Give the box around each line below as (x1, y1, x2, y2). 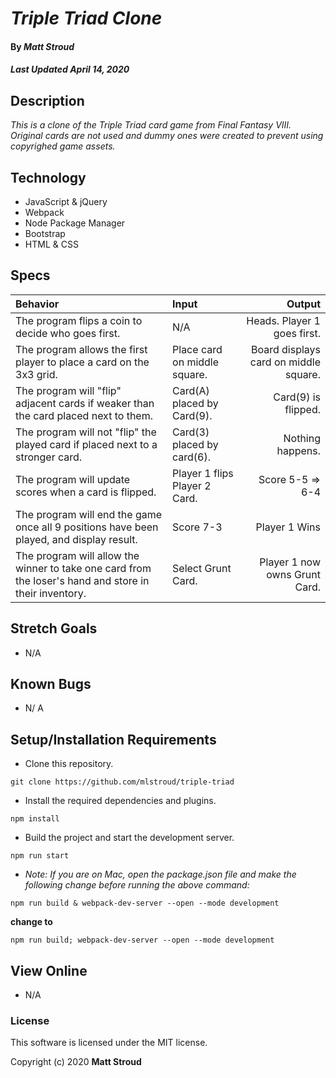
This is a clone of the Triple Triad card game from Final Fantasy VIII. (10, 119, 292, 131)
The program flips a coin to (15, 313, 143, 327)
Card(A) (172, 383, 210, 397)
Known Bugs (10, 676, 92, 693)
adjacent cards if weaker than (15, 396, 155, 410)
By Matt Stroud (10, 40, 75, 52)
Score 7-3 (172, 520, 223, 534)
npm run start (10, 851, 70, 861)
